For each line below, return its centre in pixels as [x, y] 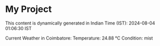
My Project [29, 9]
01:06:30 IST [18, 28]
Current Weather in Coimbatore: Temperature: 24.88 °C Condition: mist [79, 38]
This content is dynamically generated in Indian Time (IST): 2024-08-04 [80, 23]
